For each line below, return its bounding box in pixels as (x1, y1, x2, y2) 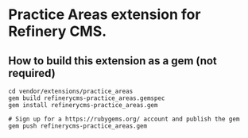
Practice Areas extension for (8, 6, 201, 24)
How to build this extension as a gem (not (8, 54, 217, 67)
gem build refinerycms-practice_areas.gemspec (8, 94, 165, 102)
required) (8, 66, 56, 80)
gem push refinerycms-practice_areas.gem (8, 122, 148, 130)
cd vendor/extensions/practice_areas (8, 87, 134, 95)
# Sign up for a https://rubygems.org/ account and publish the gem (8, 115, 240, 123)
